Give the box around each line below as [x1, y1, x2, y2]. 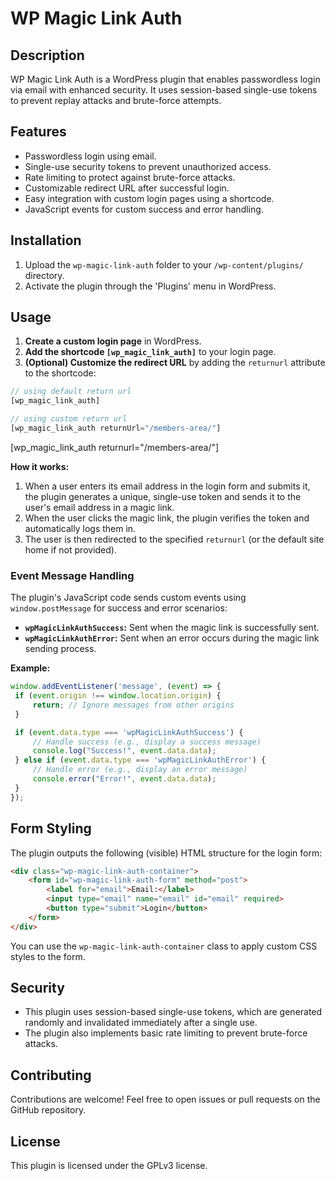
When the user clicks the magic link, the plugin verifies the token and [24, 512, 310, 524]
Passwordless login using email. [24, 150, 157, 162]
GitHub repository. [10, 1104, 87, 1116]
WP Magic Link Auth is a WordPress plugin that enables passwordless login [10, 73, 321, 85]
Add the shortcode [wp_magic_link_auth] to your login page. [24, 346, 277, 358]
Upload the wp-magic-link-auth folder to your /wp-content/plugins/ [24, 258, 304, 271]
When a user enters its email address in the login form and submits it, [24, 480, 311, 492]
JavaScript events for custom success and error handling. [24, 203, 264, 215]
